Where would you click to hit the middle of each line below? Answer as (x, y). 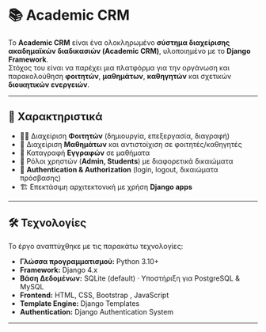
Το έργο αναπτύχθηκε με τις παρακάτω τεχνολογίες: (96, 246)
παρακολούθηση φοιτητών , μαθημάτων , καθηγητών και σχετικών (120, 76)
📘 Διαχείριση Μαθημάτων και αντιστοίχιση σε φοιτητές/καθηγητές (131, 144)
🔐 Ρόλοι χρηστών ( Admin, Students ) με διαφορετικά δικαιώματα (126, 161)
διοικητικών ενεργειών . (49, 85)
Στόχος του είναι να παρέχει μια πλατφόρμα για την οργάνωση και (119, 67)
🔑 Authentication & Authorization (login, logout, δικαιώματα (119, 169)
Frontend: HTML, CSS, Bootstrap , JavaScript (94, 295)
